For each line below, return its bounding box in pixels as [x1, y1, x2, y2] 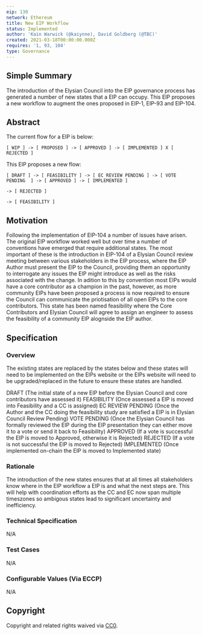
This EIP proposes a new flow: [6, 161, 81, 168]
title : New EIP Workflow [6, 20, 69, 26]
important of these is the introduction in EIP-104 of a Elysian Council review [6, 251, 194, 258]
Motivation [6, 216, 48, 226]
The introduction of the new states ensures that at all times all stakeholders [6, 476, 193, 483]
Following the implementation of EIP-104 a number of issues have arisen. [6, 231, 188, 239]
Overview [6, 350, 36, 359]
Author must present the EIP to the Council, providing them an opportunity [6, 264, 191, 271]
